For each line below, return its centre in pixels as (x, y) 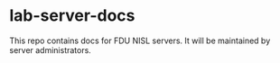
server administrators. (51, 49)
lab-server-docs (72, 16)
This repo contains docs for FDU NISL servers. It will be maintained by (140, 40)
